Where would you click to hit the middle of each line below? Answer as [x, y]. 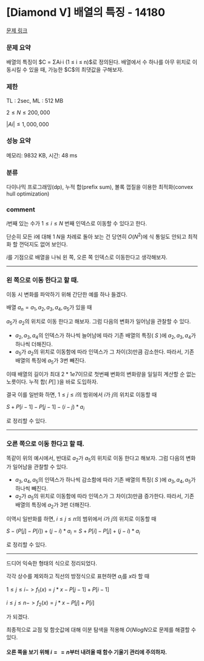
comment [21, 210]
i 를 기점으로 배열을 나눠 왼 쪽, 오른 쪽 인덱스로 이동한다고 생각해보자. [87, 257]
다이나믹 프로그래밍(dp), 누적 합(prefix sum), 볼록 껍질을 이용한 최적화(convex [100, 187]
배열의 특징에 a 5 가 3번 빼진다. [50, 361]
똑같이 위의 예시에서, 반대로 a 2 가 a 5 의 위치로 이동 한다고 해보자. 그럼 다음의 [96, 459]
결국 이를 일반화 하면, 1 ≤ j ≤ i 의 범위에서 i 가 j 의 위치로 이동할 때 [82, 395]
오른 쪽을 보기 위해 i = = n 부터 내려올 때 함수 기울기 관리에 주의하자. [87, 652]
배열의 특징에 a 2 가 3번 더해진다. [53, 505]
